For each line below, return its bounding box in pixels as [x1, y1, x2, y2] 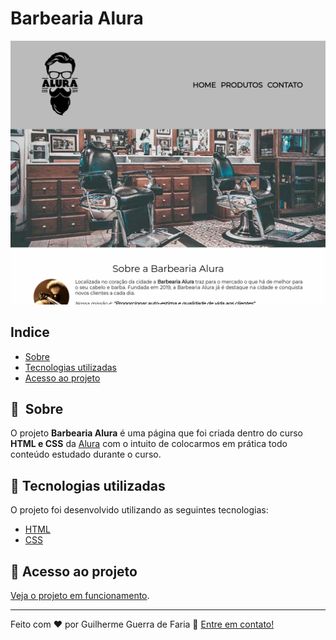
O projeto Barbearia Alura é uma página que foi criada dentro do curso [10, 427, 303, 439]
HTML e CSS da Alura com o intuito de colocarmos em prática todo [10, 438, 288, 450]
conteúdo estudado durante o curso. [10, 448, 162, 461]
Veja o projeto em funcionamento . [10, 589, 150, 601]
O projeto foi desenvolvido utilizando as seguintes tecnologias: [10, 504, 269, 516]
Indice [10, 324, 50, 341]
